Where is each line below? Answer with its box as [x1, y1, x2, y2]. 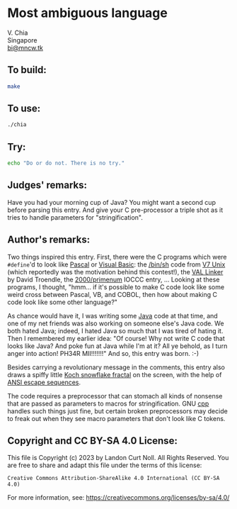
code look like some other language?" [7, 298, 118, 306]
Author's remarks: [7, 234, 91, 246]
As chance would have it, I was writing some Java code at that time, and [7, 311, 218, 320]
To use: [7, 103, 41, 115]
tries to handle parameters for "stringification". [7, 213, 143, 221]
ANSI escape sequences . [7, 378, 81, 386]
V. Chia [7, 28, 28, 37]
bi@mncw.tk [7, 43, 44, 52]
